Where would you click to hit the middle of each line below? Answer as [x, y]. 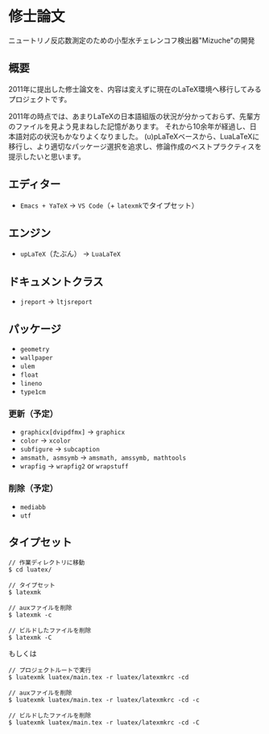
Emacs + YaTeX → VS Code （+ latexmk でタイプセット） [109, 205]
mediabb [33, 507]
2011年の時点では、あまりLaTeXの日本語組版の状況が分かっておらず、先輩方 [134, 116]
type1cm [33, 392]
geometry [35, 349]
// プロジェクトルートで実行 [50, 670]
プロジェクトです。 [40, 99]
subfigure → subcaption [60, 449]
